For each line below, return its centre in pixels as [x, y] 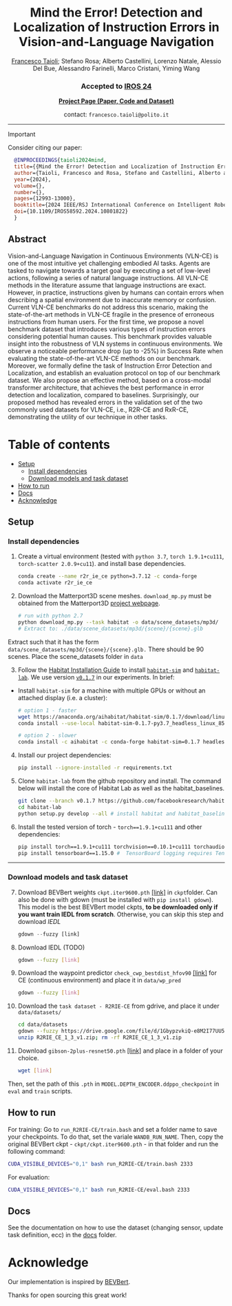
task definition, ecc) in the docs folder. [62, 1235]
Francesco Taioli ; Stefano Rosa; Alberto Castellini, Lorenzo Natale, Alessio [116, 61]
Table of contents [59, 444]
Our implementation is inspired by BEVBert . [69, 1282]
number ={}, [30, 192]
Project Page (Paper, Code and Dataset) [116, 101]
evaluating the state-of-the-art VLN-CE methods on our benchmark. [105, 358]
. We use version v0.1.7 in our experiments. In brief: [101, 677]
